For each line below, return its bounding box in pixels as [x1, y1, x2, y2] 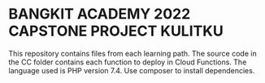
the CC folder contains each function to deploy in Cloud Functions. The [8, 57, 247, 67]
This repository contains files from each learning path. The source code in [8, 48, 258, 58]
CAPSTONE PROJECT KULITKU [8, 22, 224, 40]
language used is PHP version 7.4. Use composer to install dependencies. [8, 65, 255, 75]
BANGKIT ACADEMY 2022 [8, 5, 191, 23]
